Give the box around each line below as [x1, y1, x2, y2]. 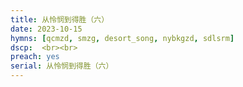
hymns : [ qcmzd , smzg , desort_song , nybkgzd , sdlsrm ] [10, 33, 235, 43]
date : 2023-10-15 [10, 24, 83, 34]
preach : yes [10, 52, 60, 62]
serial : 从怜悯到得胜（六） [10, 61, 114, 71]
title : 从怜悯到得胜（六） [10, 14, 110, 25]
